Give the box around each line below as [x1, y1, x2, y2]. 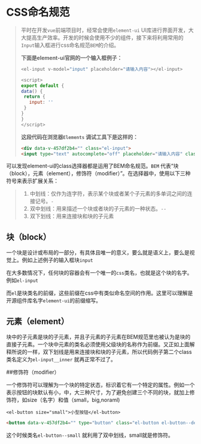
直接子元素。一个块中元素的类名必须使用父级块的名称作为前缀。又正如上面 [6, 341, 190, 348]
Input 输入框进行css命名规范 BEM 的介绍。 [20, 41, 120, 49]
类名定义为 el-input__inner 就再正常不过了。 [6, 356, 117, 363]
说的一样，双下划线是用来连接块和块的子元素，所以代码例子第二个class [16, 349, 193, 356]
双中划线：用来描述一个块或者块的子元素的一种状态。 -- [29, 205, 166, 212]
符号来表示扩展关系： [6, 178, 59, 185]
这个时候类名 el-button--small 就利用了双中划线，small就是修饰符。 [6, 431, 173, 439]
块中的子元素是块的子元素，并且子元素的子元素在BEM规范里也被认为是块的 [6, 334, 191, 341]
